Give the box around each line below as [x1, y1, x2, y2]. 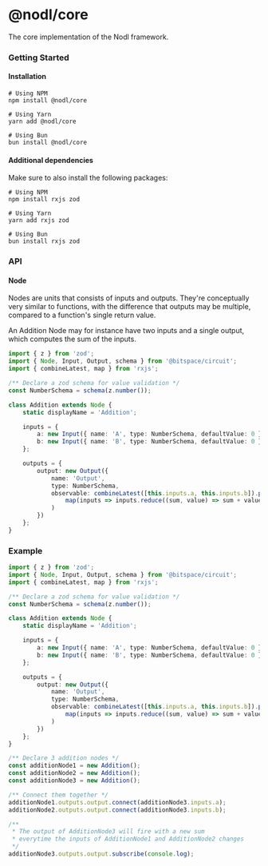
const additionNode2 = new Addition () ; [8, 769, 141, 777]
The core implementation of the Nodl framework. [8, 32, 169, 42]
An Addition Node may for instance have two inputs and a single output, [8, 326, 245, 336]
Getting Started [8, 52, 69, 63]
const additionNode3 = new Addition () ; [8, 777, 141, 785]
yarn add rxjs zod [8, 216, 69, 224]
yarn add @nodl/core [8, 117, 77, 125]
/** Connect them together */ [8, 791, 109, 799]
